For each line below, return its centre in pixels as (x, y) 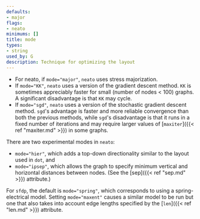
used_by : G (20, 56)
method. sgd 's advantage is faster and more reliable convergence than (102, 111)
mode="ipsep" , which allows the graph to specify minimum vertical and (101, 166)
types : (14, 46)
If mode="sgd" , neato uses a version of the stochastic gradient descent (101, 104)
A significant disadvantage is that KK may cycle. (73, 98)
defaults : (19, 12)
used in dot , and (35, 160)
